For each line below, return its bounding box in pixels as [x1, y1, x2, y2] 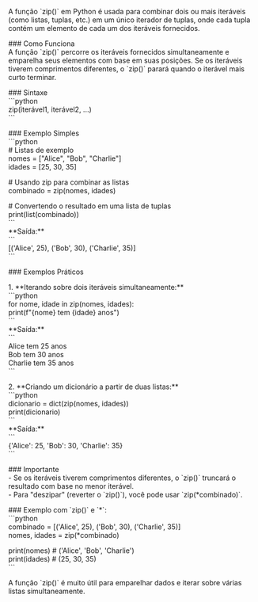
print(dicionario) [8, 407, 61, 417]
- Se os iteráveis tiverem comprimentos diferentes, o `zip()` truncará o [8, 473, 237, 482]
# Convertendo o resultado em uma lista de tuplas [8, 201, 172, 211]
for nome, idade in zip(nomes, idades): [8, 299, 135, 308]
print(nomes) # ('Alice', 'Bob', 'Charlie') [8, 546, 135, 555]
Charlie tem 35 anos [8, 358, 74, 368]
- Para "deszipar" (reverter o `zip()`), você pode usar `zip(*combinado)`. [8, 490, 243, 499]
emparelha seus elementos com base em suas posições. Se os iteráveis [8, 55, 243, 65]
